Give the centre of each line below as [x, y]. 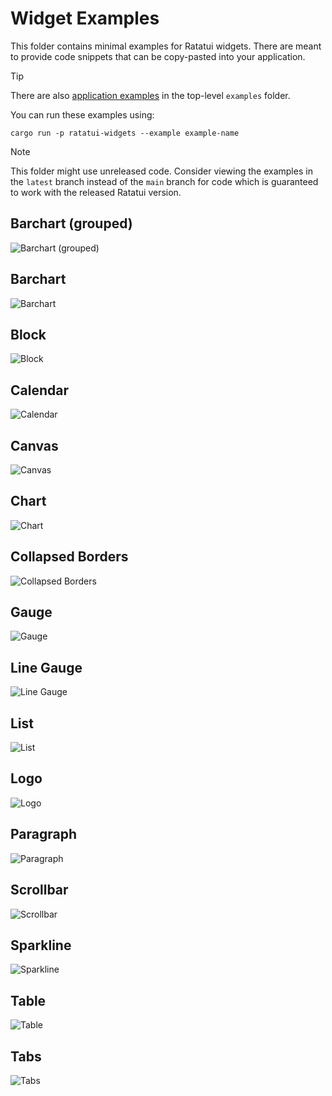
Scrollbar [39, 890]
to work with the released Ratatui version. [96, 192]
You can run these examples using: [82, 114]
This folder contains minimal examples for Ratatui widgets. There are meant [166, 46]
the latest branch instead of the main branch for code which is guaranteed [164, 181]
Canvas [34, 445]
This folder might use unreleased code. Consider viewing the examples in [161, 171]
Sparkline [41, 945]
